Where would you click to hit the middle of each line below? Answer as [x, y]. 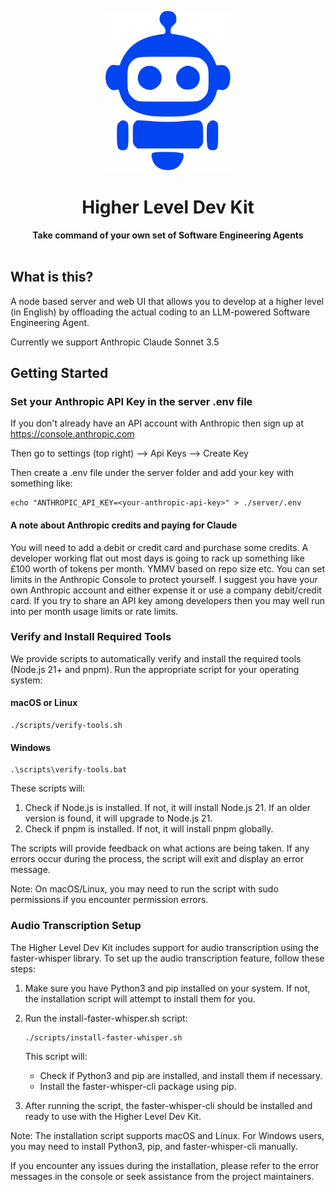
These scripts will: [48, 788]
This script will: [56, 1056]
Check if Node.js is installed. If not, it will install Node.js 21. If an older [168, 808]
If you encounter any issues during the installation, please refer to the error [165, 1165]
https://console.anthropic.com [72, 434]
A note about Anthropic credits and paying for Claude [124, 525]
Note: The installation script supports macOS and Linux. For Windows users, [167, 1135]
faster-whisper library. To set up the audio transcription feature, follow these [167, 958]
